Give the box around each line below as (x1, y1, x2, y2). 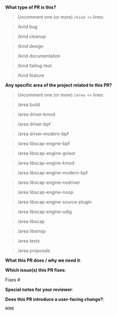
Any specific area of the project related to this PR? (5, 82, 112, 88)
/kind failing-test (17, 63, 52, 68)
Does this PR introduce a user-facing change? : (5, 296, 104, 302)
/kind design (17, 43, 44, 49)
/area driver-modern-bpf (17, 131, 69, 137)
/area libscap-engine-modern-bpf (17, 170, 88, 175)
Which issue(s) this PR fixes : (5, 267, 66, 273)
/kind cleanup (17, 34, 46, 39)
